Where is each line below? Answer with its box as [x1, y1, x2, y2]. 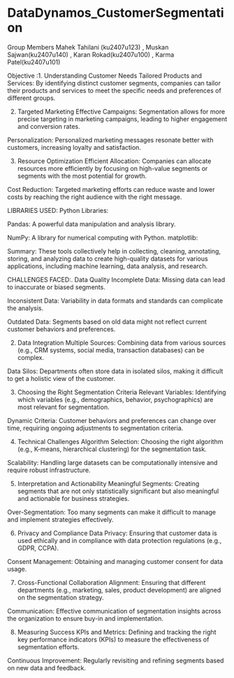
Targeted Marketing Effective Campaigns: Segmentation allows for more [17, 107, 226, 116]
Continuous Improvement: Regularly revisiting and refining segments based [7, 656, 224, 665]
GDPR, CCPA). [17, 544, 59, 552]
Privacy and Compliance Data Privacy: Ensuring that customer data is [17, 529, 218, 537]
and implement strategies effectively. [7, 515, 114, 523]
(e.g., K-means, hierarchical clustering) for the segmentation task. [17, 445, 207, 453]
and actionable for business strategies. [17, 494, 130, 502]
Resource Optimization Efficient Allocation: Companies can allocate [17, 156, 212, 165]
